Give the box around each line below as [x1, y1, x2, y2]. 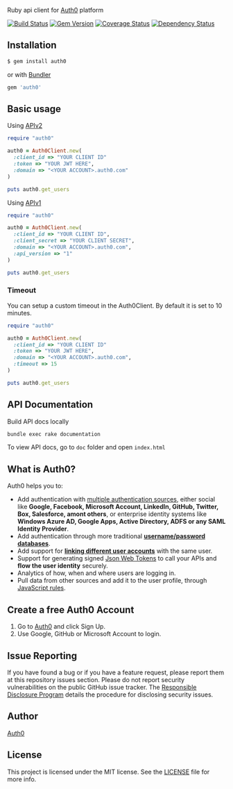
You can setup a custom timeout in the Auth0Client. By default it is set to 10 [7, 301, 223, 310]
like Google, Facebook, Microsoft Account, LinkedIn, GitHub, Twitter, [17, 503, 219, 511]
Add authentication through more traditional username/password [17, 532, 206, 540]
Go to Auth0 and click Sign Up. [17, 622, 106, 631]
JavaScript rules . [17, 583, 66, 592]
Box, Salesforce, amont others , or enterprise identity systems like [17, 510, 207, 518]
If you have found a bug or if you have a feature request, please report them [7, 668, 225, 676]
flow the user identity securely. [17, 562, 109, 570]
